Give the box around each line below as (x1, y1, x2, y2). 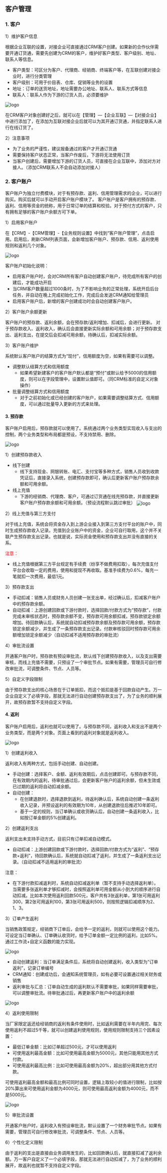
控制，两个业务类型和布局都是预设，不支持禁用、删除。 (5, 431, 118, 437)
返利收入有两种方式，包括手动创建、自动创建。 (5, 761, 101, 767)
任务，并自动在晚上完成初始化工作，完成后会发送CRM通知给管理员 (12, 292, 149, 298)
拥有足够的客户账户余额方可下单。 (9, 209, 80, 215)
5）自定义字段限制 (5, 676, 43, 682)
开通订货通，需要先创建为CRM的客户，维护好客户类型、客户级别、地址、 (9, 50, 159, 56)
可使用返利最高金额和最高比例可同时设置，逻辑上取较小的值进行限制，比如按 (5, 1079, 162, 1085)
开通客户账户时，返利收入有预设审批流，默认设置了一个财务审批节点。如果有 (5, 1123, 162, 1129)
